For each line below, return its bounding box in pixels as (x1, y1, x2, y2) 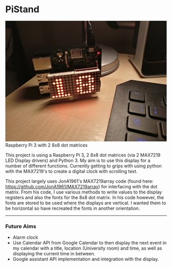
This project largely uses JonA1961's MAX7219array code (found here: (5, 178, 154, 184)
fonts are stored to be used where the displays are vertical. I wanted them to (5, 200, 166, 206)
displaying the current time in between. (12, 251, 96, 257)
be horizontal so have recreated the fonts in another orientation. (5, 205, 140, 211)
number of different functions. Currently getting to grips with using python (5, 162, 162, 169)
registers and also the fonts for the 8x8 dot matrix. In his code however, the (5, 194, 164, 200)
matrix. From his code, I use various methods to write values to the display (5, 189, 162, 195)
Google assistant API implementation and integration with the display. (12, 256, 159, 262)
